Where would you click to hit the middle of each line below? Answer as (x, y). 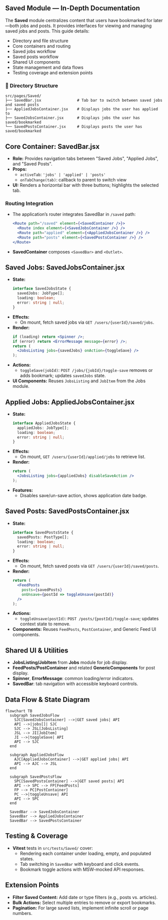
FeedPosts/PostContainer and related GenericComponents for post (84, 668)
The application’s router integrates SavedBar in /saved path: (74, 214)
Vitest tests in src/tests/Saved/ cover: (53, 848)
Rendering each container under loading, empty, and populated (86, 853)
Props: (20, 169)
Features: (23, 490)
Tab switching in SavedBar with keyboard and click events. (80, 864)
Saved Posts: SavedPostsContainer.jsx (67, 511)
